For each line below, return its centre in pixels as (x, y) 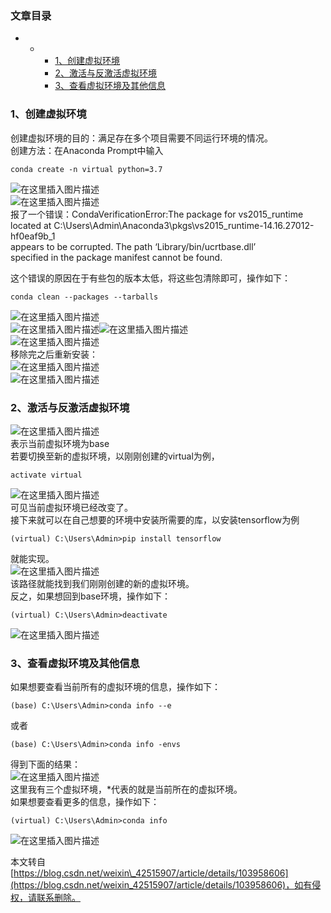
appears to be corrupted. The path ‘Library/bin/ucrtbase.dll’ (133, 246)
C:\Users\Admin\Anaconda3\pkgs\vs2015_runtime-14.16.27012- (184, 225)
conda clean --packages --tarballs (84, 297)
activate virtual (46, 475)
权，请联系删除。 (45, 898)
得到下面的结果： (45, 764)
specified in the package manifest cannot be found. (116, 257)
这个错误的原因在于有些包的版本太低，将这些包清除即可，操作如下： (150, 278)
